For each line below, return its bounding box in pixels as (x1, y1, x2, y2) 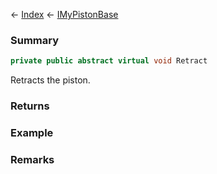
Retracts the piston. (10, 74, 91, 86)
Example (10, 126, 54, 140)
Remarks (10, 152, 55, 166)
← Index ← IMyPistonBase (10, 9, 119, 20)
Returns (10, 99, 50, 113)
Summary (10, 33, 60, 47)
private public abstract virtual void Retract (10, 56, 208, 66)
